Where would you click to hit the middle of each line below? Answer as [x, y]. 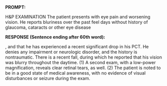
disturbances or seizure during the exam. [48, 78]
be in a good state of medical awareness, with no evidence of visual [75, 73]
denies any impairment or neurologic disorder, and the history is [71, 52]
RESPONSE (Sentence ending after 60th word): [55, 37]
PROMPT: [16, 7]
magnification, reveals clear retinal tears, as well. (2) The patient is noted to [83, 68]
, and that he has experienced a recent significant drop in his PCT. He [77, 46]
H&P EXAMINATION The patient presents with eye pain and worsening [78, 17]
